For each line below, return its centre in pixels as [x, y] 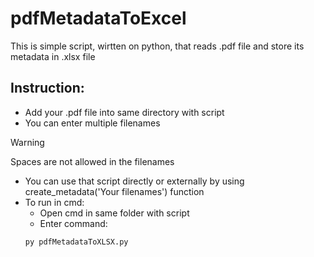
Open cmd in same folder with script [114, 213]
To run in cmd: [54, 202]
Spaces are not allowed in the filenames [92, 161]
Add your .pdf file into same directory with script [124, 112]
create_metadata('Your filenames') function [114, 191]
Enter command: [73, 223]
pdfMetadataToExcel [98, 18]
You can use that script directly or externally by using [134, 181]
